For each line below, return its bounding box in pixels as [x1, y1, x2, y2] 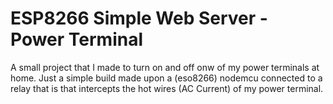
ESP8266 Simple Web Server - [10, 7, 268, 30]
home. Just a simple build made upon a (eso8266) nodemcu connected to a [10, 72, 323, 84]
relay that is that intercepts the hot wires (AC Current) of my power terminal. [10, 82, 324, 94]
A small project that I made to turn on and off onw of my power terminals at [10, 61, 320, 73]
